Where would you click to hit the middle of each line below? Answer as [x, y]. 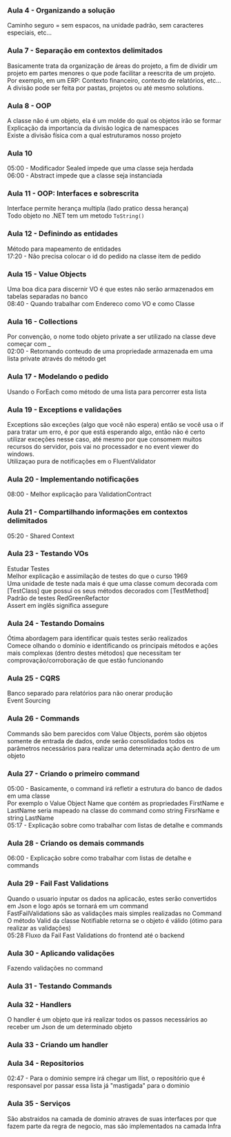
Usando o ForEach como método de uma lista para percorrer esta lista [107, 392]
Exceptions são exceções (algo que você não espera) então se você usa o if [115, 424]
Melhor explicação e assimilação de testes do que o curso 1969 [98, 576]
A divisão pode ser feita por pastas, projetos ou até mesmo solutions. [106, 88]
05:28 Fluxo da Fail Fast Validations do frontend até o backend [96, 935]
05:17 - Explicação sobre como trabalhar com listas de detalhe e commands [115, 825]
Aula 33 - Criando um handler [58, 1045]
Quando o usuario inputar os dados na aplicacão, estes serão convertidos [112, 898]
